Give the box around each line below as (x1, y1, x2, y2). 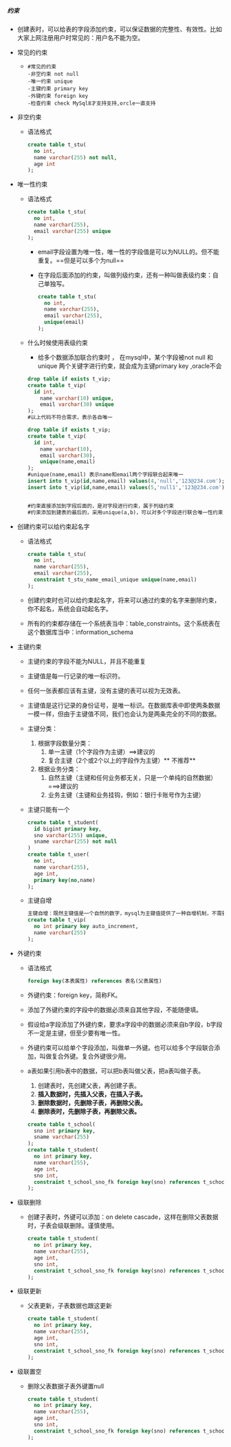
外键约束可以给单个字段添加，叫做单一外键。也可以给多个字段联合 (27, 1043, 214, 1051)
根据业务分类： (37, 765, 80, 773)
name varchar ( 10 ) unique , (40, 395, 115, 402)
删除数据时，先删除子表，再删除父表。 (37, 1098, 146, 1107)
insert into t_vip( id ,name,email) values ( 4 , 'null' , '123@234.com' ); (27, 478, 225, 485)
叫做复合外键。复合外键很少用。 (39, 1051, 131, 1060)
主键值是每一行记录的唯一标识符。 (27, 672, 124, 680)
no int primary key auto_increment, (33, 923, 139, 930)
